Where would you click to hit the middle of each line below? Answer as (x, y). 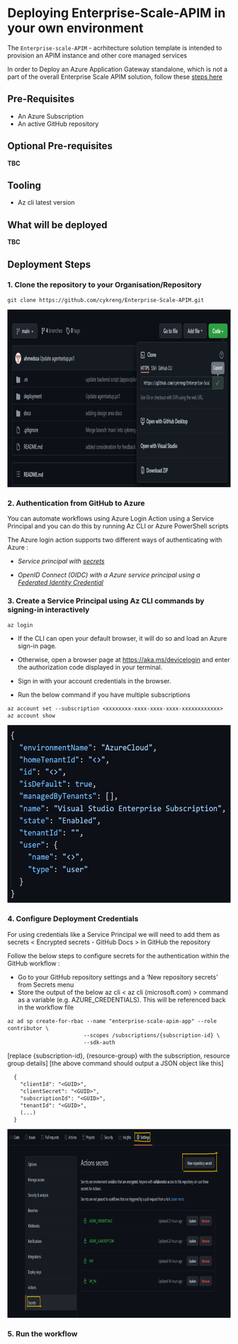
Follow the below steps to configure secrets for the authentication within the (119, 955)
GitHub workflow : (34, 963)
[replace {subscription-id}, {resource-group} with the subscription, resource (119, 1056)
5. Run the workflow (42, 1333)
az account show (31, 716)
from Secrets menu (46, 985)
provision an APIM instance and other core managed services (97, 55)
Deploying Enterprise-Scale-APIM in (117, 13)
